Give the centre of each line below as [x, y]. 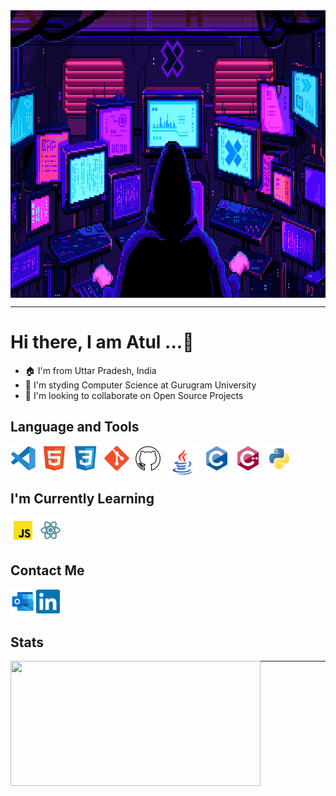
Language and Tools [75, 427]
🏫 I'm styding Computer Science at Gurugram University [140, 385]
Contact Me [47, 570]
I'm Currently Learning [82, 499]
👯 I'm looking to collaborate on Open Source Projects [134, 395]
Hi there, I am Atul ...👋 [102, 342]
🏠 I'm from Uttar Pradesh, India [90, 370]
